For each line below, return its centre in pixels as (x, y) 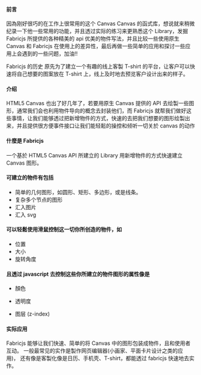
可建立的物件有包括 (30, 178)
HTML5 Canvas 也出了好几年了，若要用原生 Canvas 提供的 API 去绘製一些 (97, 103)
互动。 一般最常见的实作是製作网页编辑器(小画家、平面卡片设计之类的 (92, 351)
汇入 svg (25, 215)
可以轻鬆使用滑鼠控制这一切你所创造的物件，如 (64, 230)
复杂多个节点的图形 (39, 200)
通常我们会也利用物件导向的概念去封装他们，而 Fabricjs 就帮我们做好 (101, 111)
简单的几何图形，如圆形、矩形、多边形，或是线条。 (78, 192)
